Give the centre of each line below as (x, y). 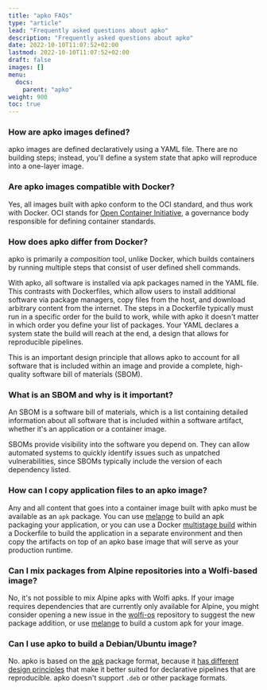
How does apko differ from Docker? (78, 242)
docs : (25, 82)
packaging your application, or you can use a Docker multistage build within (132, 525)
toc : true (25, 104)
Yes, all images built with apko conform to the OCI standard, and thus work (131, 204)
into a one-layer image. (46, 166)
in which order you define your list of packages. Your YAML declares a (124, 325)
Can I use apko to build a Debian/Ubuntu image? (103, 643)
